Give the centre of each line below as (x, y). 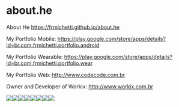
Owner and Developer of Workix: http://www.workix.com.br (80, 86)
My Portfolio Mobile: (31, 38)
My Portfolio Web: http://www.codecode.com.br (65, 75)
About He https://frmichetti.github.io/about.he (63, 27)
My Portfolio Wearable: (35, 57)
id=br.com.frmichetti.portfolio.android (53, 45)
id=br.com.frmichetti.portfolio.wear (50, 63)
